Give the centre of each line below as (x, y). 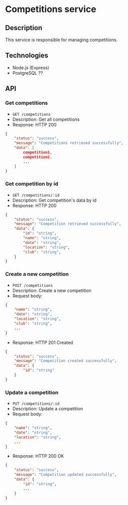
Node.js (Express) (31, 67)
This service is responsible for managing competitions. (62, 40)
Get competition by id (32, 184)
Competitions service (51, 9)
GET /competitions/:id (36, 195)
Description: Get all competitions (46, 119)
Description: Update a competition (48, 409)
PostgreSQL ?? (28, 73)
